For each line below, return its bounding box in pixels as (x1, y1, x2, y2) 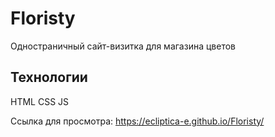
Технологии (10, 69, 88, 86)
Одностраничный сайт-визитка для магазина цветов (10, 40, 236, 52)
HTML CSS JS (10, 95, 70, 107)
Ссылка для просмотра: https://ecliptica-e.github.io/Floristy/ (10, 115, 265, 127)
